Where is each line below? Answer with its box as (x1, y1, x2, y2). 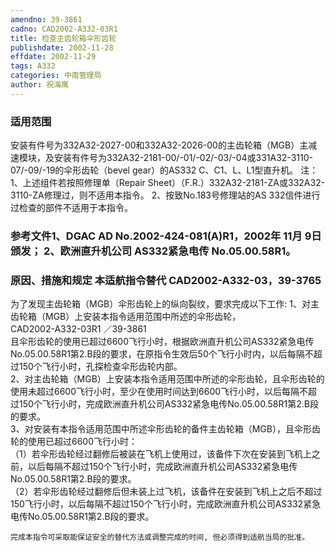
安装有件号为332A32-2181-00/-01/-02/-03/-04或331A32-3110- (53, 152, 313, 164)
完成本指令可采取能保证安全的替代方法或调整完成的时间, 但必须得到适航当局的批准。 (10, 532, 310, 543)
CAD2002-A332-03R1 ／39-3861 (10, 323, 147, 335)
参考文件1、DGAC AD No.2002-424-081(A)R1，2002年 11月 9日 (10, 229, 322, 243)
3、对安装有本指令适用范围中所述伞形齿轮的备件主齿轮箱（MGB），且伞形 (10, 423, 312, 435)
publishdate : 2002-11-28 (10, 42, 114, 53)
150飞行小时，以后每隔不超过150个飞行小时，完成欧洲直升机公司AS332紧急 (10, 498, 322, 510)
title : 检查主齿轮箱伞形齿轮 (10, 33, 117, 43)
